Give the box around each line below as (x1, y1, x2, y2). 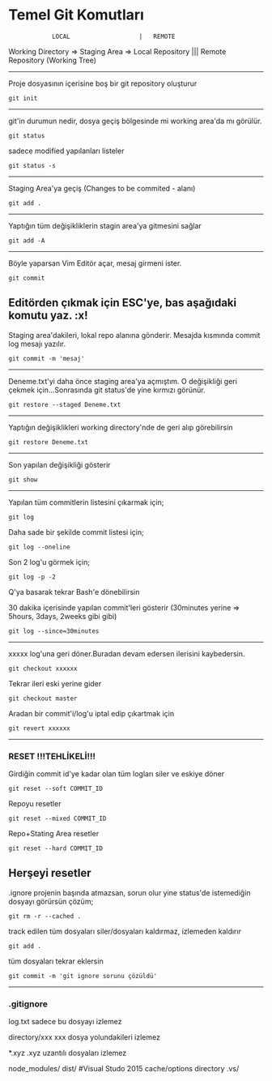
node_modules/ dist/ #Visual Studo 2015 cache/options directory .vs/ (8, 1064, 240, 1074)
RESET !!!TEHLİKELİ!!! (8, 750, 96, 762)
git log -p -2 (8, 573, 57, 581)
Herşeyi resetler (8, 866, 91, 880)
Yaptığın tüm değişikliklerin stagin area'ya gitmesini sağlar (8, 220, 202, 230)
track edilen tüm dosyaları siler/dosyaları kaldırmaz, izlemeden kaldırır (8, 926, 241, 936)
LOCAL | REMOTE (51, 32, 176, 41)
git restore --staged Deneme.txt (8, 400, 121, 408)
